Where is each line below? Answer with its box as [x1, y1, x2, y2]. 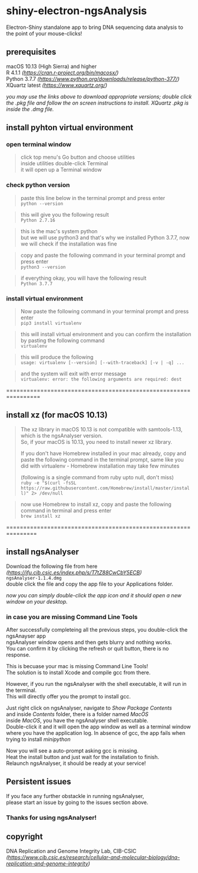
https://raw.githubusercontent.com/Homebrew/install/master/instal [20, 485, 190, 491]
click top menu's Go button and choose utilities [20, 153, 136, 161]
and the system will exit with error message [20, 370, 127, 377]
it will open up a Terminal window [20, 166, 102, 174]
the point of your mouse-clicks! [6, 30, 82, 37]
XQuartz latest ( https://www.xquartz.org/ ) [6, 81, 108, 89]
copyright [6, 832, 43, 842]
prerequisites [6, 47, 57, 57]
